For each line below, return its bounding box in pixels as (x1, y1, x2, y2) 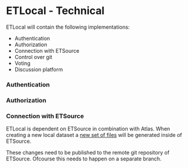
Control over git (14, 53, 53, 60)
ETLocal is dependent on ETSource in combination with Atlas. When (6, 125, 170, 132)
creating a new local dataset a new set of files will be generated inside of (6, 132, 183, 139)
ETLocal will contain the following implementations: (6, 23, 130, 30)
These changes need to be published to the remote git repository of (6, 149, 170, 156)
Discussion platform (14, 66, 63, 73)
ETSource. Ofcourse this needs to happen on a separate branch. (6, 155, 162, 162)
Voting (14, 60, 30, 67)
